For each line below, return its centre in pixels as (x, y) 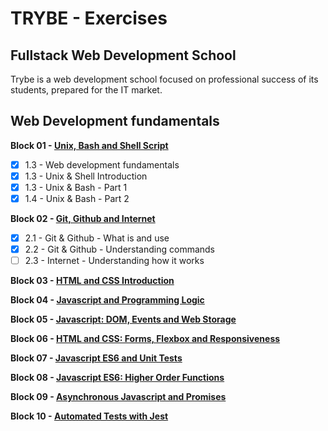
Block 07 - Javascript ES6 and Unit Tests (96, 358)
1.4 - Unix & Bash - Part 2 (77, 198)
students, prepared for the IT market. (86, 90)
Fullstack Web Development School (123, 55)
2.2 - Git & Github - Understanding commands (120, 249)
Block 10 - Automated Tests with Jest (89, 416)
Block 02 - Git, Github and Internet (83, 219)
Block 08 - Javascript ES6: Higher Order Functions (117, 378)
